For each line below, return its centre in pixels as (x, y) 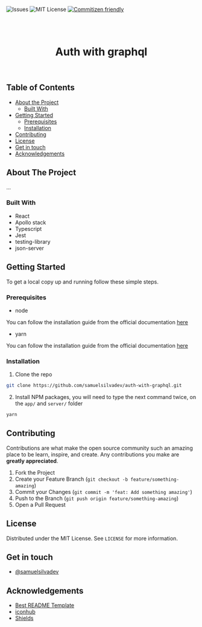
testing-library (33, 241)
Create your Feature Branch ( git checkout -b (71, 479)
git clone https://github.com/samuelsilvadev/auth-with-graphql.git (94, 386)
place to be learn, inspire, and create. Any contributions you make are (93, 454)
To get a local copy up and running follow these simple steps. (82, 282)
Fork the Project (35, 472)
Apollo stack (30, 222)
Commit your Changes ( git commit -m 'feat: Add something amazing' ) (104, 492)
